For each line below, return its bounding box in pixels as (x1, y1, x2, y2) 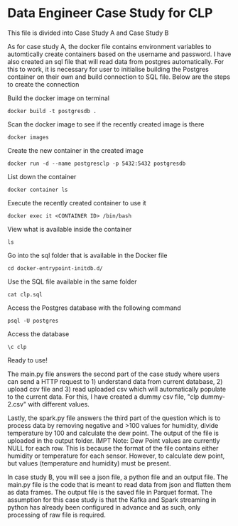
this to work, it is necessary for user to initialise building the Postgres (7, 65, 210, 73)
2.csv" (7, 399, 27, 408)
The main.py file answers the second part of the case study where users (7, 370, 220, 378)
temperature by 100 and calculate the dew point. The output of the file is (7, 429, 219, 437)
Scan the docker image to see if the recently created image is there (7, 119, 205, 129)
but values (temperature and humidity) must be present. (7, 458, 171, 467)
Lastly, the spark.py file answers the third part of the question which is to (7, 414, 221, 422)
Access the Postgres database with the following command (7, 304, 181, 312)
